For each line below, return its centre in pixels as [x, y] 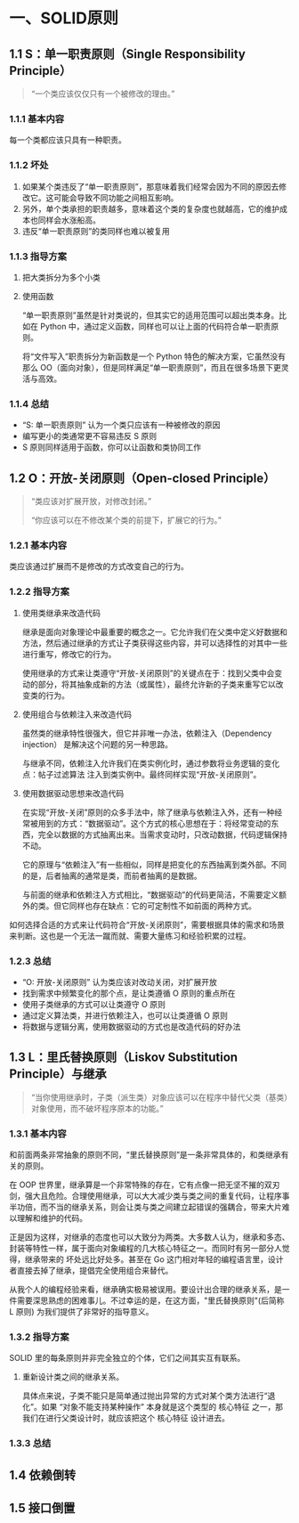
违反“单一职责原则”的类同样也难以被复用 [96, 231]
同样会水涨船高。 [69, 220]
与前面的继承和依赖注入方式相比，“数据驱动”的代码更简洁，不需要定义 [150, 894]
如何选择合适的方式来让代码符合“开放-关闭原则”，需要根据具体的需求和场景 [147, 924]
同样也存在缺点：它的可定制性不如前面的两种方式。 [162, 906]
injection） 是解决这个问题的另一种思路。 [97, 744]
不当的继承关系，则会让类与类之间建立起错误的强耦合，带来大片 [165, 1207]
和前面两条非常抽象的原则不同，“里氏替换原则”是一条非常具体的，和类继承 [145, 1155]
